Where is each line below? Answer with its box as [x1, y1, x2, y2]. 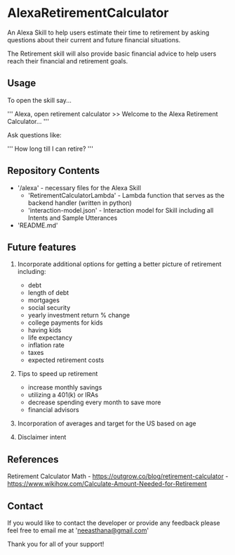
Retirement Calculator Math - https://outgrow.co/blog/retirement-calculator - [7, 472, 229, 480]
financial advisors [27, 406, 79, 414]
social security [27, 304, 71, 312]
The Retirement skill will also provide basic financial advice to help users [7, 49, 217, 58]
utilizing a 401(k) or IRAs [27, 391, 99, 399]
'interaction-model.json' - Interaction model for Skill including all [27, 206, 214, 214]
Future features [7, 241, 76, 253]
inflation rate [27, 341, 65, 349]
